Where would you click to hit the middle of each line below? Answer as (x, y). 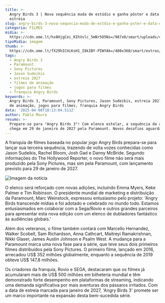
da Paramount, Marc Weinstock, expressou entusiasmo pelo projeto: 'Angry (82, 198)
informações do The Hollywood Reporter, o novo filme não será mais (75, 158)
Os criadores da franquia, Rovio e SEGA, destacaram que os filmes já (75, 270)
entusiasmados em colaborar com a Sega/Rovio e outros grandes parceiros (82, 209)
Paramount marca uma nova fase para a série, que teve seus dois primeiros (82, 244)
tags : (11, 55)
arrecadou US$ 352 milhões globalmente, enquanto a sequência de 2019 (79, 255)
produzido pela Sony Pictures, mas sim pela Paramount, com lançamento (79, 163)
